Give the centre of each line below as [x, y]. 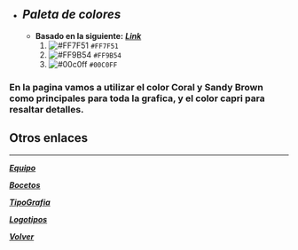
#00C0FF [103, 65]
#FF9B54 [107, 55]
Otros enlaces [49, 138]
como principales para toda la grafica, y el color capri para [137, 98]
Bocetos [25, 184]
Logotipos [28, 219]
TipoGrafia [30, 202]
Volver [22, 236]
